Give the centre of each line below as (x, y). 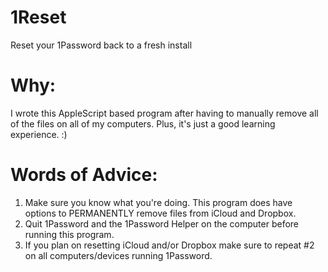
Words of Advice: (84, 175)
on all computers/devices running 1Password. (118, 255)
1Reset (38, 17)
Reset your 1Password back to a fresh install (101, 45)
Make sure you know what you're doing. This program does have (158, 202)
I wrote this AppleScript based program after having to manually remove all (164, 113)
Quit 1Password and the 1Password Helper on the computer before (162, 223)
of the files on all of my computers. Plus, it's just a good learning (143, 123)
